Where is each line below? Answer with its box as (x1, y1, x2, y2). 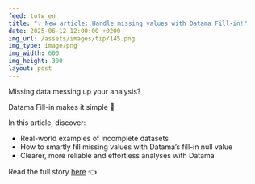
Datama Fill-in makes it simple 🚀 (8, 102, 115, 111)
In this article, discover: (8, 118, 86, 128)
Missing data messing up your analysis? (8, 86, 141, 96)
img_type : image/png (8, 42, 78, 50)
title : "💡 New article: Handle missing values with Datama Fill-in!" (8, 19, 248, 27)
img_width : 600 (8, 49, 60, 57)
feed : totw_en (8, 11, 56, 20)
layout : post (8, 65, 52, 73)
